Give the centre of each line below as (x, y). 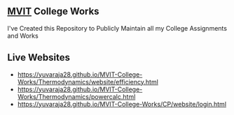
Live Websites (39, 58)
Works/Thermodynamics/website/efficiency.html (88, 82)
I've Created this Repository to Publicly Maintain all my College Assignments (117, 28)
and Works (23, 36)
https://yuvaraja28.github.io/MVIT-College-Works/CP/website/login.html (122, 104)
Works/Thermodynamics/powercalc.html (76, 96)
